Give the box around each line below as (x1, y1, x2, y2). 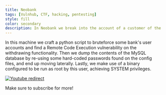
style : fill (5, 16, 30, 21)
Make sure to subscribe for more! (5, 85, 74, 91)
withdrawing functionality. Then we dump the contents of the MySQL (5, 50, 147, 56)
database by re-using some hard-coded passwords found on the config (5, 55, 153, 61)
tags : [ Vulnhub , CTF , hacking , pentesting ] (5, 12, 97, 17)
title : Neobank (5, 7, 37, 12)
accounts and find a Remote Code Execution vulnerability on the (5, 45, 137, 51)
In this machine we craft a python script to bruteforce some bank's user (5, 39, 152, 45)
